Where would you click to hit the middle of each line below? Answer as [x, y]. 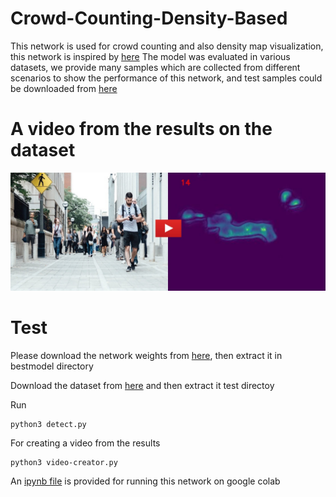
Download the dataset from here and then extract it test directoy [142, 385]
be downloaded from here [64, 88]
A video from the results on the [141, 129]
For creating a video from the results [85, 443]
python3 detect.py [48, 424]
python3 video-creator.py [64, 462]
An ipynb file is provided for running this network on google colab [145, 481]
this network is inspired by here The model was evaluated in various [150, 56]
